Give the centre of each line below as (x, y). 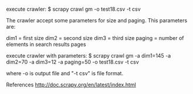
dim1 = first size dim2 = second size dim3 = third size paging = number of (95, 38)
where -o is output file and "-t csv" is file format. (65, 73)
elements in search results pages (46, 44)
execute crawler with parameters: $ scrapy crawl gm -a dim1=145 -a (89, 56)
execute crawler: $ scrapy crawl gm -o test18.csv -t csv (73, 9)
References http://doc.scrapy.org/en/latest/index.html (71, 85)
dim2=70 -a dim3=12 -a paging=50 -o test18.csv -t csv (72, 62)
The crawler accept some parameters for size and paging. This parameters (97, 20)
